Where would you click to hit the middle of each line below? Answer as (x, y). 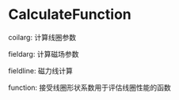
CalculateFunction (70, 15)
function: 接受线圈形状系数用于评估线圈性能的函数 (90, 87)
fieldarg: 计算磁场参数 (44, 54)
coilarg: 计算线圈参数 (42, 37)
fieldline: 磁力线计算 (40, 70)
